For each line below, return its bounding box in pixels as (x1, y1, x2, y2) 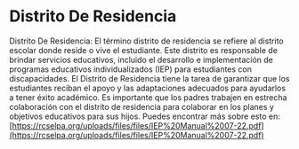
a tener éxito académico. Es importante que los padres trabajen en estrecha (9, 91, 287, 103)
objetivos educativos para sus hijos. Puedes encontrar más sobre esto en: (9, 111, 280, 122)
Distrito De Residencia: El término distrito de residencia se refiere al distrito (9, 35, 284, 46)
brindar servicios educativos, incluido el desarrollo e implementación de (9, 54, 273, 65)
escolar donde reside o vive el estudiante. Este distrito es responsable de (9, 44, 279, 55)
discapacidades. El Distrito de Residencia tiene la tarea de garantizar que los (9, 73, 290, 83)
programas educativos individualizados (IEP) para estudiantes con (9, 64, 252, 74)
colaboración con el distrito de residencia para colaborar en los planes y (9, 101, 274, 112)
